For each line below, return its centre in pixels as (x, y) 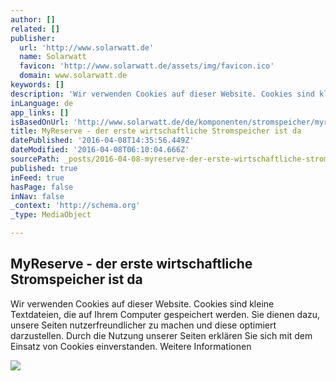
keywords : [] (37, 85)
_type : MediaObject (51, 215)
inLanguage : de (42, 103)
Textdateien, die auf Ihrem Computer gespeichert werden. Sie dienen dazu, (165, 314)
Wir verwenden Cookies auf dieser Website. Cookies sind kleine (142, 303)
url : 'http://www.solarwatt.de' (87, 47)
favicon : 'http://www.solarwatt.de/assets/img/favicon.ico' (147, 66)
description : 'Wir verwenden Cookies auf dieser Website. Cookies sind (162, 94)
